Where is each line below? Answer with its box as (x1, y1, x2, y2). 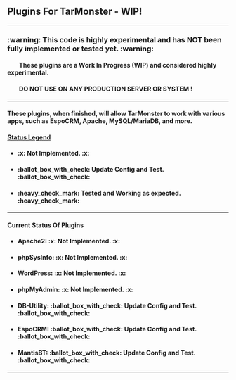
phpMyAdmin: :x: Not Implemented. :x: (17, 285, 133, 294)
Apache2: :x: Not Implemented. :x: (17, 237, 121, 246)
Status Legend (7, 133, 51, 141)
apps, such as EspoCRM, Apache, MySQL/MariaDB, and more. (7, 117, 193, 125)
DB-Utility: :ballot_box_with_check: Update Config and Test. (17, 301, 197, 310)
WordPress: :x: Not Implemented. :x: (17, 269, 126, 277)
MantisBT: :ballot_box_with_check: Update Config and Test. (17, 348, 196, 357)
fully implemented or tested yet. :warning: (7, 44, 155, 53)
